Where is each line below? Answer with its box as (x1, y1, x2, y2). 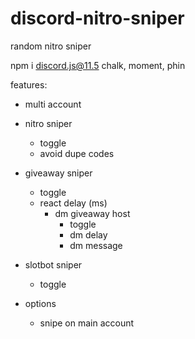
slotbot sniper (24, 258, 83, 271)
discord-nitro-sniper (10, 7, 185, 30)
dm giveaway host (54, 207, 131, 219)
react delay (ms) (39, 197, 108, 209)
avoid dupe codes (39, 147, 115, 159)
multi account (24, 98, 82, 110)
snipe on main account (39, 317, 135, 329)
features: (10, 78, 48, 91)
